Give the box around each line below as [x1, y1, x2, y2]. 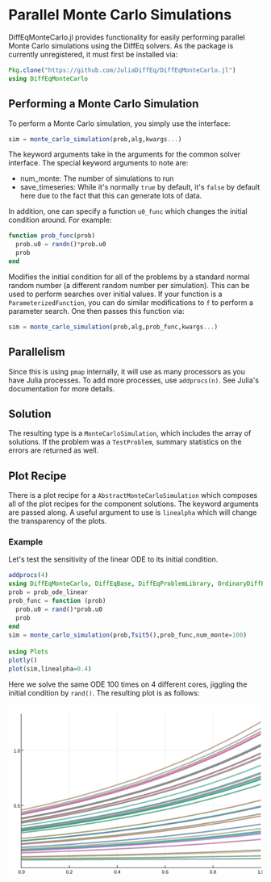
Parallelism [8, 345, 66, 359]
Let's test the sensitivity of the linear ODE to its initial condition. [8, 554, 219, 564]
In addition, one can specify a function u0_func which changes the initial [8, 207, 248, 216]
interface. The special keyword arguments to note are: [8, 158, 189, 168]
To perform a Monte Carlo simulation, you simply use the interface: [8, 119, 231, 128]
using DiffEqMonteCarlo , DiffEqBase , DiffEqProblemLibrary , [8, 579, 215, 588]
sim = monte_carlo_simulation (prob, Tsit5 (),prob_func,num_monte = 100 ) [8, 631, 248, 639]
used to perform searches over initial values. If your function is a [8, 289, 223, 299]
